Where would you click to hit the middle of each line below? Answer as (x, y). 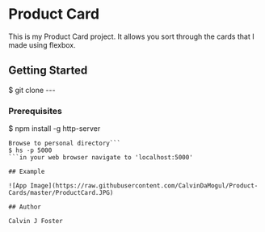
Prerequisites (35, 111)
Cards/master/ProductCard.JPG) (61, 193)
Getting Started (48, 71)
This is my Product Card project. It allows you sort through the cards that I (131, 36)
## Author (25, 207)
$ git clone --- (32, 90)
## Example (27, 172)
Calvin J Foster (36, 221)
